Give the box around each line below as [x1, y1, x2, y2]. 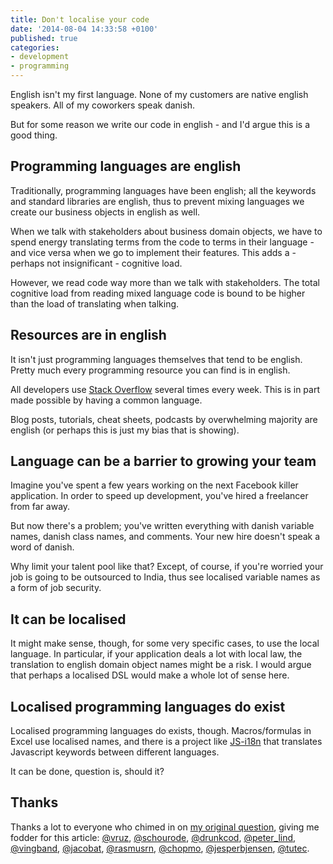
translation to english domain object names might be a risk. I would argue [10, 659, 312, 671]
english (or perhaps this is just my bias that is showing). [10, 424, 240, 436]
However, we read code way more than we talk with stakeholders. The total [10, 276, 320, 288]
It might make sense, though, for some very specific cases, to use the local [10, 637, 320, 650]
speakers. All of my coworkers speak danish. [10, 99, 195, 111]
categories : [10, 42, 60, 53]
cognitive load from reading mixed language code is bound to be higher [10, 287, 306, 299]
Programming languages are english [10, 158, 242, 175]
